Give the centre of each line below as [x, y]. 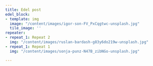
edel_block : [17, 14]
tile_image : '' [25, 28]
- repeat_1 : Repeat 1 [28, 47]
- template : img [22, 19]
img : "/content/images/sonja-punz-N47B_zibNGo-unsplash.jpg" [75, 51]
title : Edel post [23, 10]
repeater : [15, 33]
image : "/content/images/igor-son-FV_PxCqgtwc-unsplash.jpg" [75, 24]
